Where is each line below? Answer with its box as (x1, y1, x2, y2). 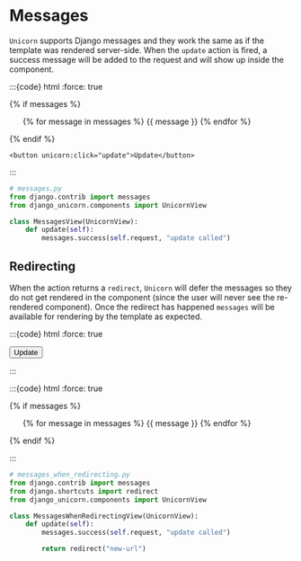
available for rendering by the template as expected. (9, 311, 203, 322)
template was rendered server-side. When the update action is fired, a (9, 44, 268, 55)
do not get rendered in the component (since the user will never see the (9, 292, 276, 302)
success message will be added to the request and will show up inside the (9, 54, 285, 65)
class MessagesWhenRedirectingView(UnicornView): (9, 512, 199, 521)
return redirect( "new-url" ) (41, 545, 146, 554)
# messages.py (9, 183, 63, 193)
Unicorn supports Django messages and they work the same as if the (9, 35, 265, 46)
